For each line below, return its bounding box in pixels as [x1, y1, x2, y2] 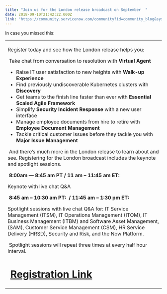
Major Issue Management [16, 137, 78, 144]
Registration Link [10, 268, 92, 281]
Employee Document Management [16, 125, 100, 132]
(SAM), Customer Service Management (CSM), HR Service [7, 224, 145, 231]
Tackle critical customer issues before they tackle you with [16, 131, 153, 138]
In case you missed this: [5, 30, 55, 36]
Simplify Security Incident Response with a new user [16, 106, 142, 113]
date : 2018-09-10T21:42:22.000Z [5, 12, 72, 17]
